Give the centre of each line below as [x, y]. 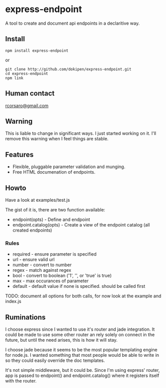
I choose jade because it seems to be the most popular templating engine [81, 350]
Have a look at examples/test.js [38, 200]
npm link [14, 78]
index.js [13, 301]
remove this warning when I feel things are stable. [57, 139]
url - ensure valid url [33, 260]
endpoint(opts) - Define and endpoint [51, 219]
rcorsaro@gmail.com [27, 105]
